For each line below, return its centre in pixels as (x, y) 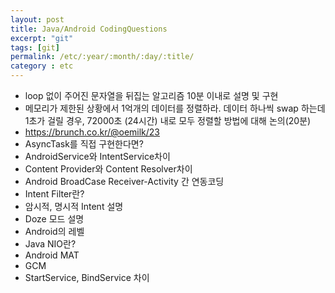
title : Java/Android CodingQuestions (89, 29)
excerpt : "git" (42, 38)
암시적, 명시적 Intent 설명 (74, 206)
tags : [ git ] (35, 47)
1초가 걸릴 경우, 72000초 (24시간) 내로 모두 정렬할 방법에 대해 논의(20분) (168, 120)
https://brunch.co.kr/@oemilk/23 (92, 132)
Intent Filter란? (54, 194)
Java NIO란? (50, 244)
